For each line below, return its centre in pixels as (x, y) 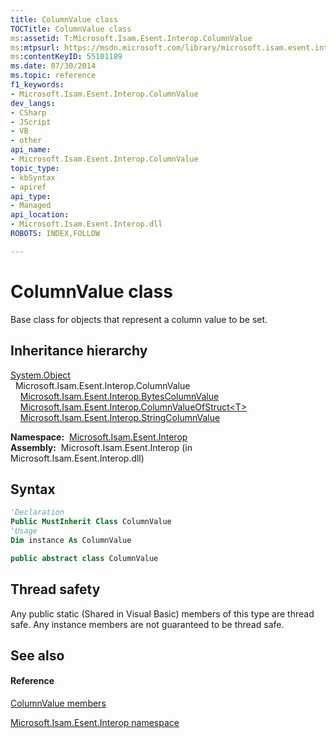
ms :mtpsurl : (35, 47)
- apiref (28, 187)
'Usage (24, 531)
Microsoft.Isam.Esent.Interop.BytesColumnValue (119, 396)
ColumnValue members (58, 703)
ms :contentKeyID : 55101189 (66, 57)
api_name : (31, 150)
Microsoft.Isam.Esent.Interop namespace (95, 723)
